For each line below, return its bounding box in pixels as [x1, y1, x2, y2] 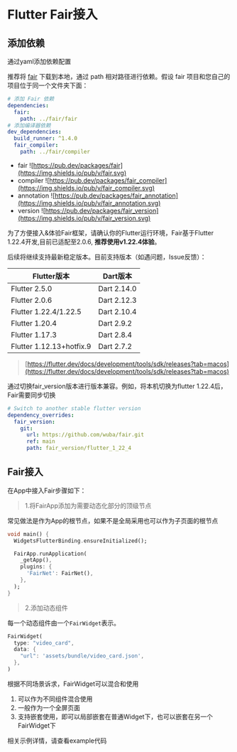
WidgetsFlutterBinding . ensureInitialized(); [13, 537, 148, 544]
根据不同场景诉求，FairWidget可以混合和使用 [7, 680, 139, 688]
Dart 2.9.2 [98, 318, 133, 328]
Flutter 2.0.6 [11, 295, 53, 305]
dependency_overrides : [7, 412, 75, 419]
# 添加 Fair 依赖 [7, 95, 55, 102]
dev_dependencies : [7, 129, 62, 136]
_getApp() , [20, 557, 53, 564]
